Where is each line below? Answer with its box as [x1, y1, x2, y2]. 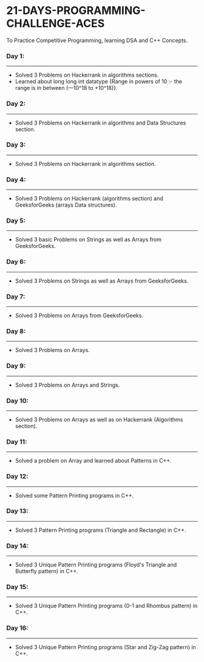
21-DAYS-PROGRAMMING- [6, 4, 146, 18]
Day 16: [6, 624, 29, 632]
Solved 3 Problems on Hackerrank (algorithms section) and [15, 195, 164, 202]
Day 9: [6, 362, 26, 370]
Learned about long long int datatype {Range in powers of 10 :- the [15, 78, 183, 85]
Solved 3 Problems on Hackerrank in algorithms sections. [15, 71, 159, 79]
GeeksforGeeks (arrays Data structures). [15, 201, 117, 209]
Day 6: [6, 258, 26, 266]
